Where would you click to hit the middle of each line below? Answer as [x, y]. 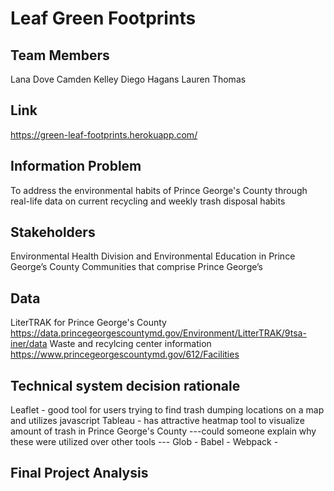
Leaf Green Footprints [103, 18]
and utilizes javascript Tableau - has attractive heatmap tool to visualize [157, 421]
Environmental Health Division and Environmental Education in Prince [153, 256]
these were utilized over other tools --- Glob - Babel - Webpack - [144, 442]
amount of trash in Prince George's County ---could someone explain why [163, 431]
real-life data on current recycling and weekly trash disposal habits [148, 201]
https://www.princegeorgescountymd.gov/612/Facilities [125, 354]
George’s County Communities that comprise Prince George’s [137, 267]
